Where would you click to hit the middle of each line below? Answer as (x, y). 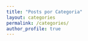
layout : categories (31, 17)
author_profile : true (34, 29)
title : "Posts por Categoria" (45, 12)
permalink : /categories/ (38, 23)
